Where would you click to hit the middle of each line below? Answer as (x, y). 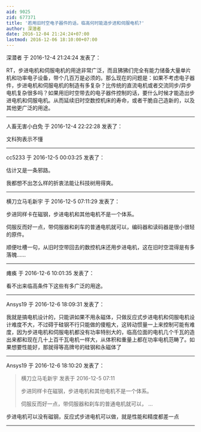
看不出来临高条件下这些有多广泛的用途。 (56, 286)
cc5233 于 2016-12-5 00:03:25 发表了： (56, 157)
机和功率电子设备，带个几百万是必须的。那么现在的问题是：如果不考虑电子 (98, 78)
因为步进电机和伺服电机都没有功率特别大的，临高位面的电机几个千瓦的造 (106, 332)
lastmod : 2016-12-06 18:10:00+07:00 (52, 40)
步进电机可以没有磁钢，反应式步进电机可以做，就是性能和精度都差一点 (93, 416)
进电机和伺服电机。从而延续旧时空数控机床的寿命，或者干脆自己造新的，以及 (100, 100)
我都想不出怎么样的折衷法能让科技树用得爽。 (61, 183)
